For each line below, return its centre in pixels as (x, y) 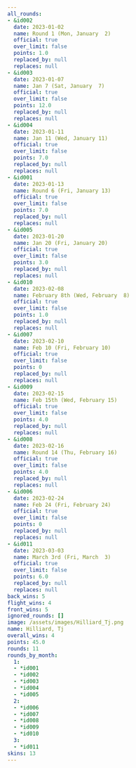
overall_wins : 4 (31, 636)
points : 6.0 (31, 577)
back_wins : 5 (26, 596)
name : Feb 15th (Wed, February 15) (66, 400)
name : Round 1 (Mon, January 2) (62, 33)
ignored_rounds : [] (36, 616)
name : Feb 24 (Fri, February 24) (62, 505)
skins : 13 (22, 753)
